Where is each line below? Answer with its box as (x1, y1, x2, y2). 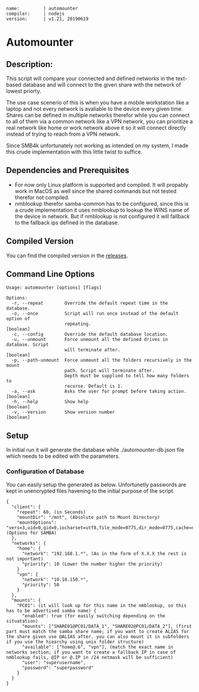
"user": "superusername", (21, 659, 86, 665)
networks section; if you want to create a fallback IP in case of (6, 649, 176, 655)
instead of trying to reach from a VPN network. (6, 130, 120, 138)
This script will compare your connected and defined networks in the (6, 75, 175, 82)
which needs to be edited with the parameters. (6, 452, 120, 460)
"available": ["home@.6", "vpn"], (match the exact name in (21, 644, 174, 650)
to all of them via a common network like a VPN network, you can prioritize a (6, 118, 193, 125)
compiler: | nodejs (6, 11, 65, 17)
